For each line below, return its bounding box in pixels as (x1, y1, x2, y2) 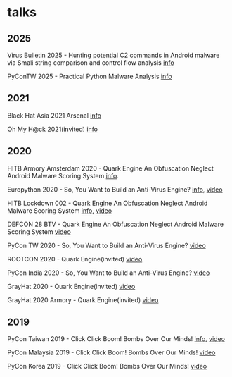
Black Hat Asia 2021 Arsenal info (7, 111, 102, 120)
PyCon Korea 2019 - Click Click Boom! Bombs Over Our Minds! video (7, 362, 207, 371)
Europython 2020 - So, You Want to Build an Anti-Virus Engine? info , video (7, 185, 223, 194)
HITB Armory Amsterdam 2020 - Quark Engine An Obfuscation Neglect (7, 163, 214, 173)
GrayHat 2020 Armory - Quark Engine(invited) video (7, 295, 159, 304)
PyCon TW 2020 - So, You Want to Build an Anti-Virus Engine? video (7, 241, 206, 249)
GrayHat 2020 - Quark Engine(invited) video (7, 282, 136, 290)
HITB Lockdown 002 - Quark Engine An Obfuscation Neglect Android (7, 199, 208, 207)
